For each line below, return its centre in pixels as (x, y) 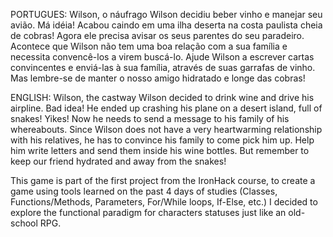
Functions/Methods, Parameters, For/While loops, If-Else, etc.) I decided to (164, 202)
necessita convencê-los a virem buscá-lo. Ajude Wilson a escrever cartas (162, 57)
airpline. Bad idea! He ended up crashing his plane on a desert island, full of (166, 108)
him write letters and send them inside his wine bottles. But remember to (160, 150)
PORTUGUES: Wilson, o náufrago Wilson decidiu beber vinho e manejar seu (166, 14)
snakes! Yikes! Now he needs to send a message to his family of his (150, 118)
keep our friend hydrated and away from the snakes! (118, 161)
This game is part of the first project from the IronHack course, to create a (163, 180)
